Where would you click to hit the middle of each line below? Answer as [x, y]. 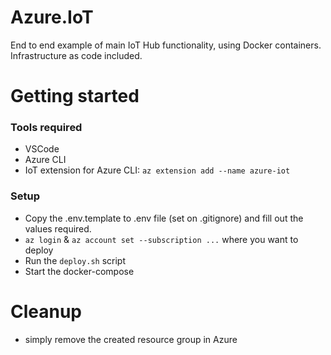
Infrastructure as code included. [76, 55]
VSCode [42, 149]
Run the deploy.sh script [75, 260]
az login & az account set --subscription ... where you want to [161, 239]
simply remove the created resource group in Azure [131, 339]
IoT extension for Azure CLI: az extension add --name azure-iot [157, 170]
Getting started [75, 96]
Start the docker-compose [79, 271]
